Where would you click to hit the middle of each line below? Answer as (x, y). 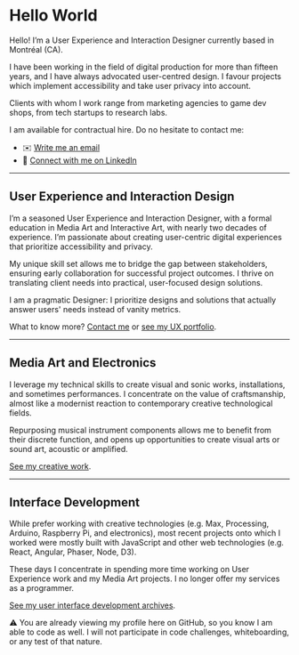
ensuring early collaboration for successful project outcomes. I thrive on (141, 273)
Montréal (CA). (36, 49)
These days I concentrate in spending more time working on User (129, 570)
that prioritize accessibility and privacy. (81, 247)
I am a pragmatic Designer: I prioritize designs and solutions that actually (143, 300)
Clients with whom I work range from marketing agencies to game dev (138, 102)
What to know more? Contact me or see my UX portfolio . (113, 327)
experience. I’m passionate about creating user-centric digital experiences (145, 237)
